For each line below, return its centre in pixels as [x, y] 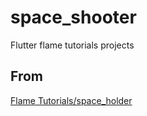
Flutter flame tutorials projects [72, 45]
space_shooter [73, 17]
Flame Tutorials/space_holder [71, 100]
